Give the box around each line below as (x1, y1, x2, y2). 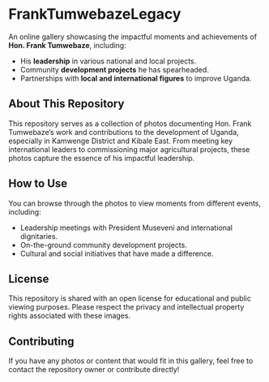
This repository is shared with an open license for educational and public (8, 293, 251, 303)
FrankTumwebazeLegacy (8, 5, 181, 24)
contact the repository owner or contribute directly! (8, 365, 180, 375)
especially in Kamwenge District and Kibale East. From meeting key (8, 136, 233, 145)
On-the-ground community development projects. (19, 240, 188, 250)
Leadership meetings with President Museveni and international (19, 223, 233, 232)
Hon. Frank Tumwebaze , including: (8, 40, 127, 50)
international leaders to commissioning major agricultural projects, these (8, 144, 250, 154)
